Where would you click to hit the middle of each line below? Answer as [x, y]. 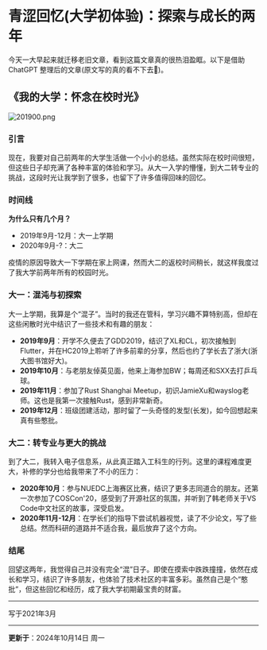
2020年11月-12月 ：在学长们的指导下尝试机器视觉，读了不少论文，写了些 [138, 518]
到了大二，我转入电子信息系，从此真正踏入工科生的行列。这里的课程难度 [126, 461]
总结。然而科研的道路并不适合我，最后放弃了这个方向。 [110, 528]
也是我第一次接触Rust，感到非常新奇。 [104, 400]
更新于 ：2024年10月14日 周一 [56, 638]
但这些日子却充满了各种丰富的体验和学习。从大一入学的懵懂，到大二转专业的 [133, 168]
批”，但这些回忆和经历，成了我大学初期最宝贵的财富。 [97, 590]
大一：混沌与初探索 [45, 295]
